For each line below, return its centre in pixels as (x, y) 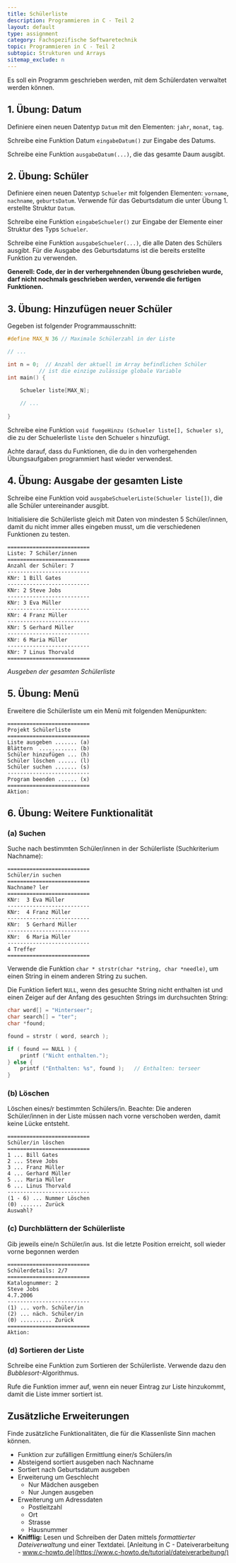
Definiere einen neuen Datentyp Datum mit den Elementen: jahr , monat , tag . (116, 126)
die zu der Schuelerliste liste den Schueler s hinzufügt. (89, 437)
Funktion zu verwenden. (42, 258)
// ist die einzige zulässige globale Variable (110, 371)
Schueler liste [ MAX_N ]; (55, 390)
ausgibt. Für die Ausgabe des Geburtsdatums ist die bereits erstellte (106, 251)
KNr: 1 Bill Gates (34, 578)
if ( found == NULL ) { (42, 1049)
